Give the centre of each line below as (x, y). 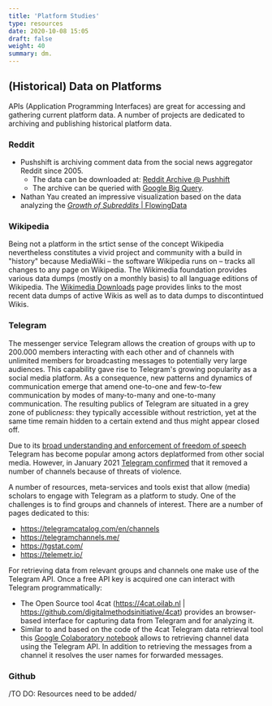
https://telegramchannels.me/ (70, 537)
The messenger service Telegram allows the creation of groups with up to (132, 343)
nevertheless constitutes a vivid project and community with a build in (125, 253)
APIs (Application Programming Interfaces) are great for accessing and (127, 106)
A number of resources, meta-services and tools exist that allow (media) (130, 487)
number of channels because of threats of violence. (95, 471)
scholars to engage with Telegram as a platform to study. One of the (122, 496)
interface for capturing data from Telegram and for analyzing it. (149, 620)
